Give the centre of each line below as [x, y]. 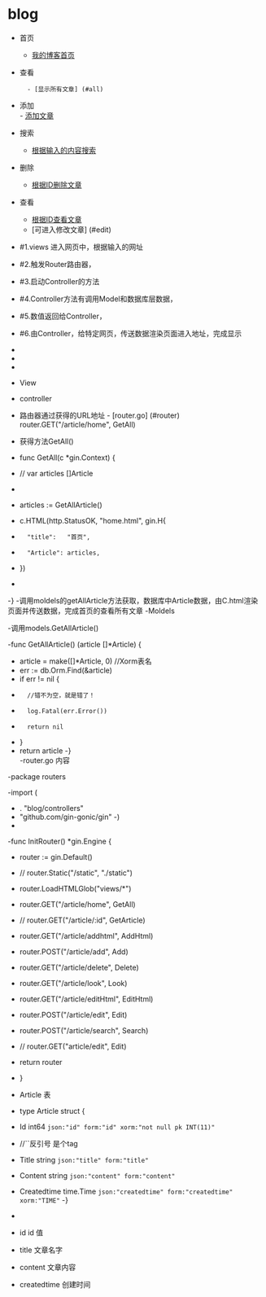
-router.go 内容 [44, 760]
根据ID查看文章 [57, 219]
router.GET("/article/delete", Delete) [79, 967]
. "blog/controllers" [52, 808]
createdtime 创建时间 [55, 1284]
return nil [46, 727]
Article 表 [35, 1094]
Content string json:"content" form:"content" [97, 1175]
